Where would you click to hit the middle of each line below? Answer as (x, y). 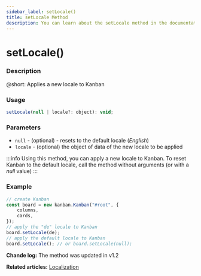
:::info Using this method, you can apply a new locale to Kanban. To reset (96, 159)
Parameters (23, 128)
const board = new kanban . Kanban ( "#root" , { (63, 205)
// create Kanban (28, 199)
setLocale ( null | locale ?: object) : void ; (60, 112)
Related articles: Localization (42, 266)
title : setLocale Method (37, 17)
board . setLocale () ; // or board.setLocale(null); (69, 244)
